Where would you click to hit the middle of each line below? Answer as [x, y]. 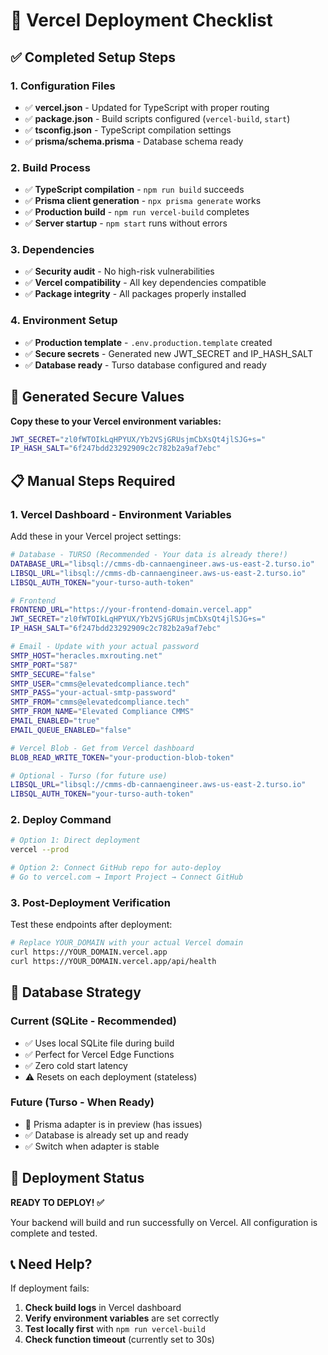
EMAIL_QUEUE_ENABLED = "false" [71, 730]
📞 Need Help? [51, 1264]
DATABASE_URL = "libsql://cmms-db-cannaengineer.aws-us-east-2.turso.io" [162, 564]
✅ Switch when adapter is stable [92, 1146]
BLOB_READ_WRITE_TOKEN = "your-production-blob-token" [122, 757]
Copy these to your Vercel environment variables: [116, 421]
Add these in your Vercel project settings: [96, 536]
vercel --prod [40, 850]
